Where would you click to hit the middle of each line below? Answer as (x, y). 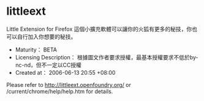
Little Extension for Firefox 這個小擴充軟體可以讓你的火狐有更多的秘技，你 (99, 29)
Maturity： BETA (36, 50)
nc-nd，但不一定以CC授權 (48, 65)
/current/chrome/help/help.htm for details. (60, 91)
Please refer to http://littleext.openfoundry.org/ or (69, 84)
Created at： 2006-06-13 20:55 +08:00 (65, 72)
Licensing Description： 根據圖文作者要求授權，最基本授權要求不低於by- (107, 57)
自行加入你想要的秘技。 (47, 36)
